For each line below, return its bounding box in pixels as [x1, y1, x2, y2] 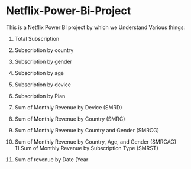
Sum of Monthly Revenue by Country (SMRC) [14, 115, 125, 122]
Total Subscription [14, 35, 60, 42]
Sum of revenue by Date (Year [14, 155, 89, 163]
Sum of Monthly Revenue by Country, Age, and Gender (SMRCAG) [14, 138, 177, 145]
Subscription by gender [14, 58, 73, 65]
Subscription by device [14, 81, 71, 88]
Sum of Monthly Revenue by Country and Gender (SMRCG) [14, 126, 160, 134]
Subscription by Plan [14, 92, 66, 99]
